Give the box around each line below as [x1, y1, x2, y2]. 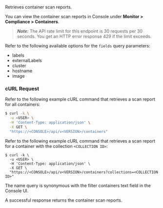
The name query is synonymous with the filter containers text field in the [5, 183, 151, 188]
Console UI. [5, 187, 29, 193]
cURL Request [5, 85, 40, 92]
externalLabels [12, 58, 42, 63]
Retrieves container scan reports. [5, 4, 72, 10]
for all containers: [5, 102, 41, 107]
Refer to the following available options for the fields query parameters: [5, 43, 150, 48]
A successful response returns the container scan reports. [5, 197, 122, 203]
